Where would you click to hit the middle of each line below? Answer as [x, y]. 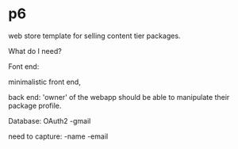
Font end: [24, 66]
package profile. [35, 105]
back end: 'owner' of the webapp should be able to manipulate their [119, 97]
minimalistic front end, [44, 82]
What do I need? [35, 51]
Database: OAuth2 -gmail [50, 120]
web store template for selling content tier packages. [94, 36]
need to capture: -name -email [58, 136]
